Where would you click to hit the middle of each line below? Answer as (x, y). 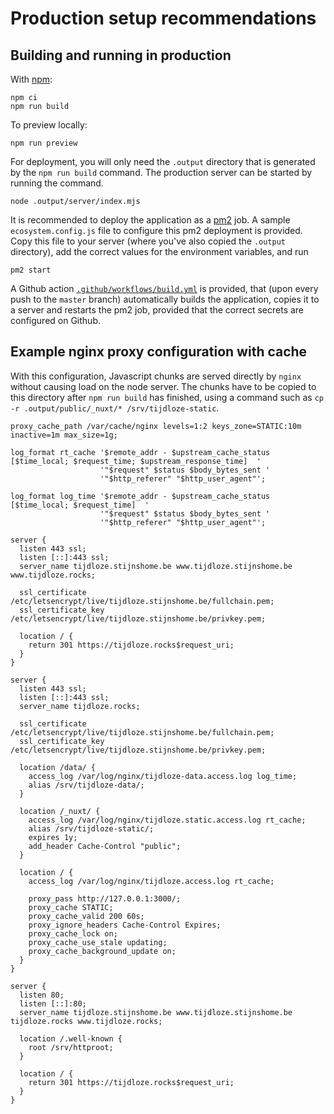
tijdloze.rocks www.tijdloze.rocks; (86, 1021)
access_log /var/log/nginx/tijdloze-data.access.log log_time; (163, 776)
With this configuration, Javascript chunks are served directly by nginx (156, 376)
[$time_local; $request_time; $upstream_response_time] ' (136, 461)
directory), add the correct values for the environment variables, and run (159, 251)
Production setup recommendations (163, 18)
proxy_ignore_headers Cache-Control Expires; (125, 925)
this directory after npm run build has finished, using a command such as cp (167, 397)
